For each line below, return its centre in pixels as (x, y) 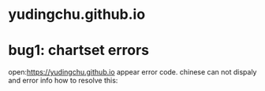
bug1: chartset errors (79, 51)
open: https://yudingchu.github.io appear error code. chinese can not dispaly (132, 72)
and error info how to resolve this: (63, 81)
